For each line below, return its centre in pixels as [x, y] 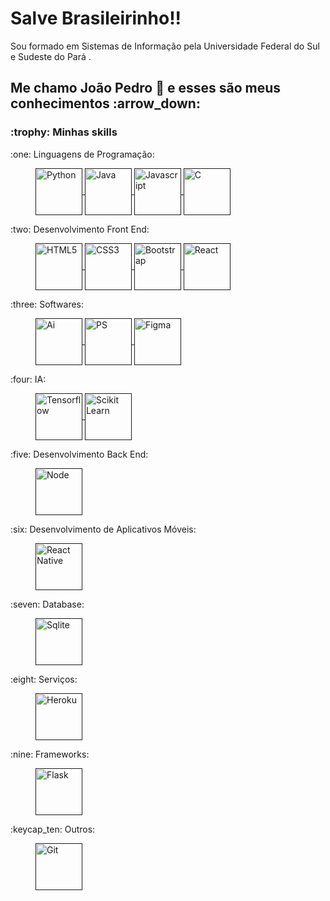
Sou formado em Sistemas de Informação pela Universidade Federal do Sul [165, 46]
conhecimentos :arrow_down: [105, 103]
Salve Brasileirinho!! [96, 18]
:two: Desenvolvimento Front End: [80, 229]
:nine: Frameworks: [50, 754]
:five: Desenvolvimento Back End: [79, 454]
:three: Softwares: [47, 304]
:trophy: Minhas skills [64, 132]
